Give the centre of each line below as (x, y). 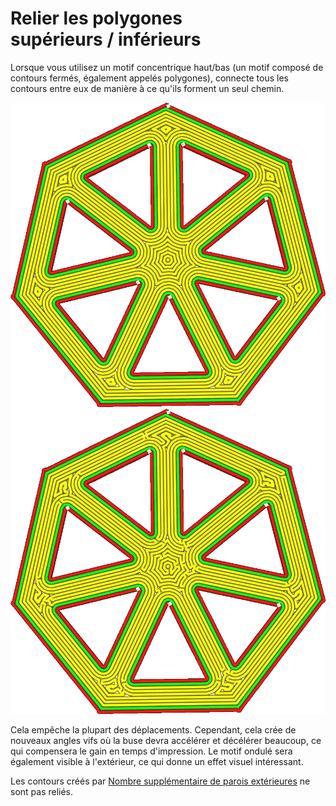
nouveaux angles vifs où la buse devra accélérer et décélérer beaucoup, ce (166, 740)
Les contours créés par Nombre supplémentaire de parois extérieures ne (160, 781)
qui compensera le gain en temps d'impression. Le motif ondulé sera (151, 751)
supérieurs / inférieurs (106, 39)
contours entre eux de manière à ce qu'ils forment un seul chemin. (147, 88)
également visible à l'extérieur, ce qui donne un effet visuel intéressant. (157, 761)
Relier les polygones (96, 18)
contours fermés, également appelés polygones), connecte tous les (149, 78)
